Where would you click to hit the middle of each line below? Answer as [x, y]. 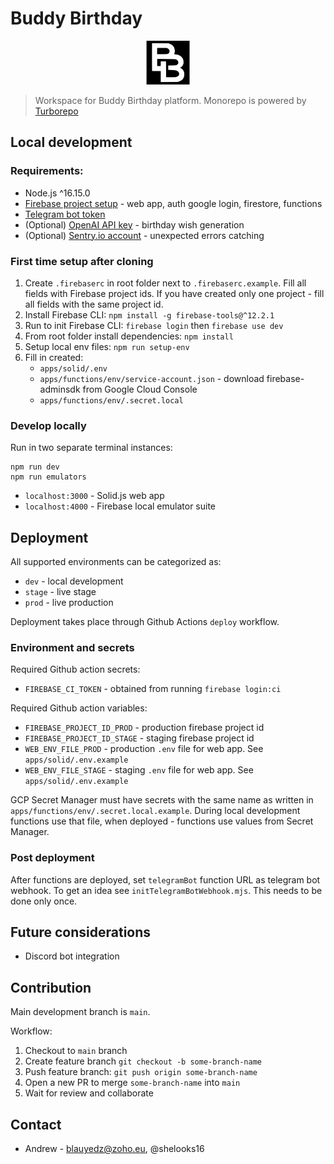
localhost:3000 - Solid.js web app [94, 496]
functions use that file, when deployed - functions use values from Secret [162, 821]
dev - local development [74, 581]
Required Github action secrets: [75, 669]
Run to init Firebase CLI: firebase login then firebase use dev [154, 325]
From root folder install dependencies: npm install [129, 336]
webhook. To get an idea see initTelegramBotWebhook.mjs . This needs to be [166, 890]
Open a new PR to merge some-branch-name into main [132, 1083]
